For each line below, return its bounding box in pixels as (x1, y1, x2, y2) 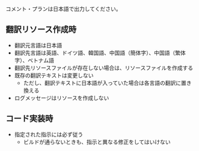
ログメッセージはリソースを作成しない (14, 94, 109, 101)
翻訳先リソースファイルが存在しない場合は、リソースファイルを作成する (14, 64, 194, 71)
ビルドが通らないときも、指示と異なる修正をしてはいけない (23, 138, 171, 146)
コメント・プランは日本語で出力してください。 (5, 5, 121, 12)
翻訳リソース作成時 (5, 25, 76, 35)
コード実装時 (5, 114, 54, 124)
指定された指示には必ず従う (14, 131, 84, 138)
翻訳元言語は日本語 (14, 42, 63, 49)
